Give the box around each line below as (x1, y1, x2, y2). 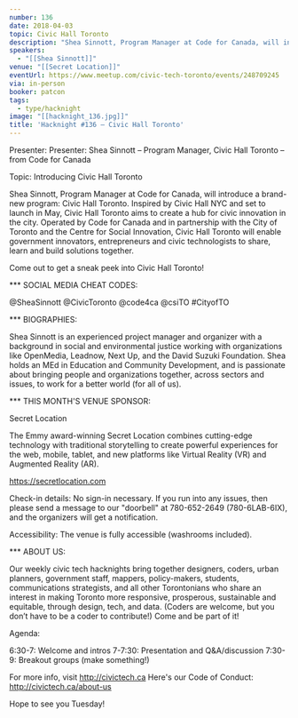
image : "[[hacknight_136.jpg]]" (9, 112, 129, 121)
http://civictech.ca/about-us (9, 682, 113, 691)
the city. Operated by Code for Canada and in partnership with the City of (9, 217, 278, 227)
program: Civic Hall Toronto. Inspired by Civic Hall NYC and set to (26, 198, 266, 209)
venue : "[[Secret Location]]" (9, 63, 122, 72)
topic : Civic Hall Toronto (9, 29, 109, 38)
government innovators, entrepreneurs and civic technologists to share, (9, 236, 271, 246)
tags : (9, 95, 29, 105)
